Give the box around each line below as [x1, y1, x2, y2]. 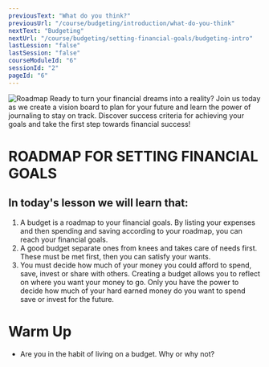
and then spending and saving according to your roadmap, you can [19, 226, 243, 235]
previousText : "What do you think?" [8, 11, 131, 20]
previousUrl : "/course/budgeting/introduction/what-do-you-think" [8, 19, 235, 27]
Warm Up [8, 322, 72, 340]
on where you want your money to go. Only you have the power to [19, 277, 239, 287]
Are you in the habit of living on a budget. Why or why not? [19, 349, 215, 358]
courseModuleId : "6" [8, 57, 78, 65]
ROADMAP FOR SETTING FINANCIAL [8, 147, 259, 165]
